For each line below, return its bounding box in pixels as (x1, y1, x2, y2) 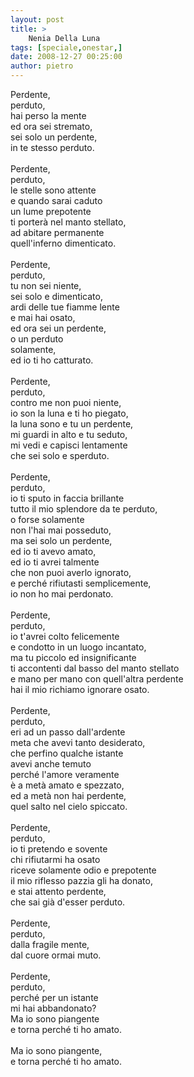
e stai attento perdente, (10, 886, 107, 897)
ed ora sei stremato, (10, 121, 93, 132)
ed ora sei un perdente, (10, 322, 107, 334)
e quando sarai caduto (10, 195, 103, 206)
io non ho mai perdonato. (10, 588, 114, 600)
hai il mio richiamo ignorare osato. (10, 684, 150, 695)
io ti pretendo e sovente (10, 843, 108, 855)
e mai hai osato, (10, 312, 76, 323)
